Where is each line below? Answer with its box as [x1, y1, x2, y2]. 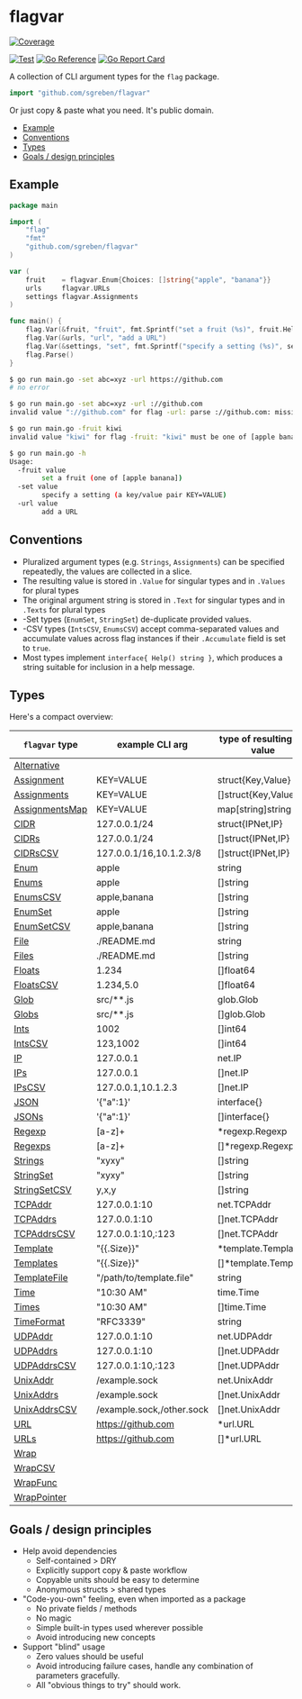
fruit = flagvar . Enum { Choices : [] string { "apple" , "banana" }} [25, 275, 271, 285]
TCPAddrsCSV [13, 1228, 75, 1240]
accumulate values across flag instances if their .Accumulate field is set [22, 632, 286, 643]
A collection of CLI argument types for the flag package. [9, 70, 220, 82]
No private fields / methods [35, 1604, 138, 1614]
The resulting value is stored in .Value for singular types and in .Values [22, 575, 286, 586]
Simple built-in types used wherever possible [35, 1622, 204, 1633]
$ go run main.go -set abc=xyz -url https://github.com [9, 375, 223, 384]
